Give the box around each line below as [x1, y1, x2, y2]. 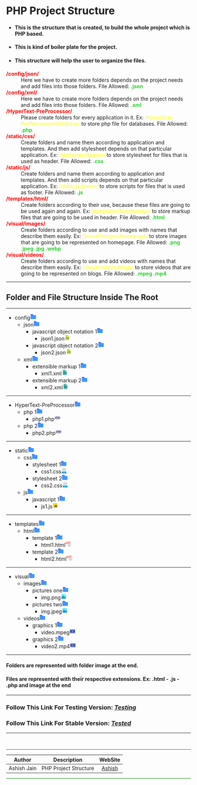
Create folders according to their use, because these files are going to [21, 201, 191, 208]
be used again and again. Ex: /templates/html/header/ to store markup [21, 207, 191, 214]
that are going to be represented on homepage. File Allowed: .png [21, 239, 181, 246]
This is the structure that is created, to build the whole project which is [14, 24, 191, 31]
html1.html [40, 542, 66, 549]
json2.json [40, 349, 66, 356]
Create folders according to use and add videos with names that [21, 257, 176, 264]
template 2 [32, 548, 59, 556]
